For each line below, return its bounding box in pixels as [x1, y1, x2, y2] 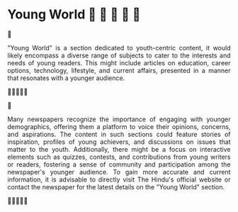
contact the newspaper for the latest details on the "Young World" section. [7, 182, 225, 191]
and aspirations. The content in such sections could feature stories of [7, 130, 231, 138]
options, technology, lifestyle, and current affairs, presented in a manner [7, 66, 231, 74]
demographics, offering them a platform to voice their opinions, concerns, [7, 122, 231, 130]
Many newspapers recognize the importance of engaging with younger [7, 115, 231, 123]
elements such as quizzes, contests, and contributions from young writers [7, 152, 231, 161]
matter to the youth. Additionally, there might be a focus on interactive [7, 145, 231, 153]
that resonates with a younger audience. [7, 74, 125, 82]
